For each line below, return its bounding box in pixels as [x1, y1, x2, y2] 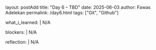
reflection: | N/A [5, 39, 39, 45]
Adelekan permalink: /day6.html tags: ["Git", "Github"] [5, 10, 119, 16]
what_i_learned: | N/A [5, 20, 51, 25]
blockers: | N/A [5, 29, 37, 35]
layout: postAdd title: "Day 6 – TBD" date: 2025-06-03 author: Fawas [5, 5, 151, 10]
